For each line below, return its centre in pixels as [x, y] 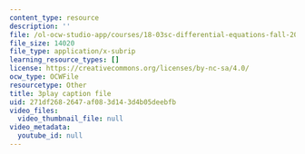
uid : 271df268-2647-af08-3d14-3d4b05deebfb [93, 102]
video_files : [34, 111]
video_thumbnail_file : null [71, 119]
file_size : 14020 [42, 43]
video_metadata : [40, 128]
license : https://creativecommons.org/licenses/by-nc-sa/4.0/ [129, 69]
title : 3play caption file [60, 93]
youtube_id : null [50, 136]
